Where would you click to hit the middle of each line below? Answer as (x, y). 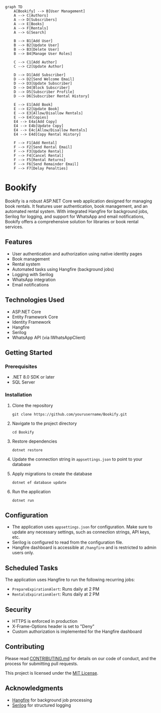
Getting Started (29, 353)
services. (14, 227)
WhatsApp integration (34, 280)
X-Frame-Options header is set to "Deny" (53, 626)
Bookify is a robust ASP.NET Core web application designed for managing (79, 201)
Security (18, 609)
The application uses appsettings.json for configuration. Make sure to (82, 527)
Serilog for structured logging (41, 705)
